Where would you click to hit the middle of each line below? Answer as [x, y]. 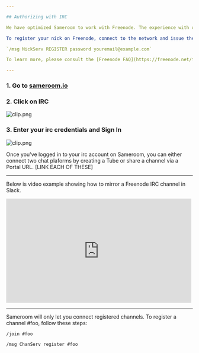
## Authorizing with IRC [37, 17]
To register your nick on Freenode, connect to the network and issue [95, 38]
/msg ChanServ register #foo [42, 344]
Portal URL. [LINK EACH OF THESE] [50, 167]
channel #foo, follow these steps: [47, 323]
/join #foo [20, 334]
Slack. [14, 190]
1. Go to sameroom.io [37, 85]
